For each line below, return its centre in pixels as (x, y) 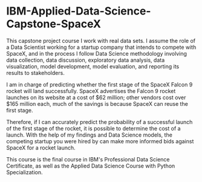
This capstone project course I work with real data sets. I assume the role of (101, 41)
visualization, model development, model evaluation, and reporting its (93, 66)
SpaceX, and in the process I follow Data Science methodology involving (97, 53)
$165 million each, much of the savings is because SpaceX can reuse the (97, 103)
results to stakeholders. (35, 73)
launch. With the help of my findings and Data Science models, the (89, 135)
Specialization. (25, 172)
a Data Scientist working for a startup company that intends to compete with (101, 47)
